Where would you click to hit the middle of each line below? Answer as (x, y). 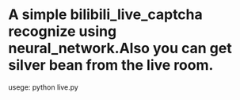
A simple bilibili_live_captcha (106, 15)
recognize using (63, 31)
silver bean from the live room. (111, 65)
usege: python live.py (44, 87)
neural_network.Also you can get (120, 48)
